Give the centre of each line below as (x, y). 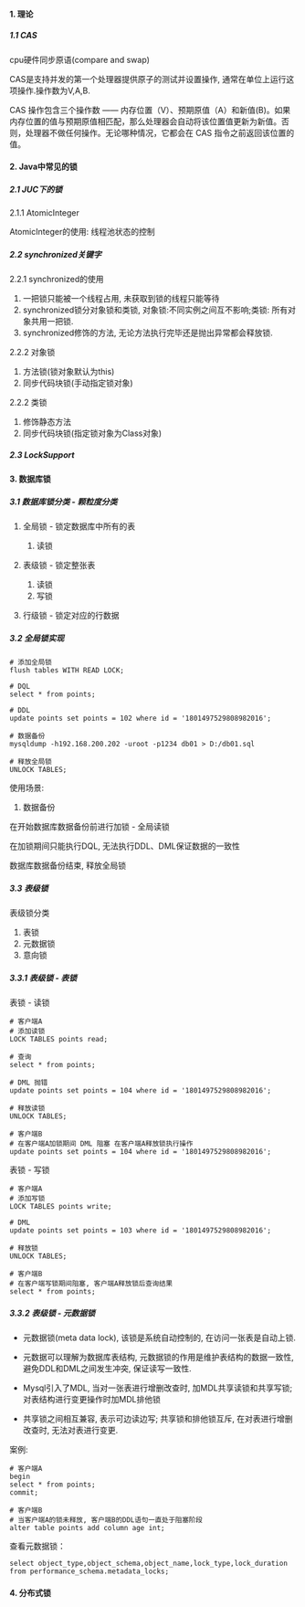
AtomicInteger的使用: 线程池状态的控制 (82, 232)
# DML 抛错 (29, 1083)
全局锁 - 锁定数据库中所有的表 (79, 526)
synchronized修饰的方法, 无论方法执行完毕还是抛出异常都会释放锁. (147, 333)
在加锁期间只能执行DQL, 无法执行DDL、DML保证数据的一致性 (125, 846)
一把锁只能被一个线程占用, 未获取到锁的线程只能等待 (121, 299)
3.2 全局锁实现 (37, 638)
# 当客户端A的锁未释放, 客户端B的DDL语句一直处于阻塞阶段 (106, 1520)
